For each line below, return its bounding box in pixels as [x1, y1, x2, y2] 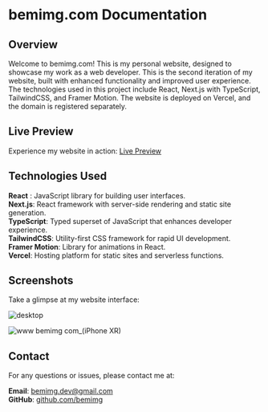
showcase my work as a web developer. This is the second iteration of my [8, 67, 253, 77]
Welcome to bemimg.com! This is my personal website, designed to [8, 59, 233, 68]
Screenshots [8, 274, 74, 288]
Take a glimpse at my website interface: [8, 295, 140, 304]
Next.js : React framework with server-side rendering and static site [8, 199, 231, 209]
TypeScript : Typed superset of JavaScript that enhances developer [8, 216, 233, 226]
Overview [8, 38, 59, 51]
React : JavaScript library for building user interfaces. [8, 190, 186, 200]
